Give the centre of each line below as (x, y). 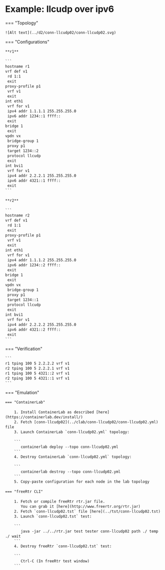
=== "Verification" (24, 349)
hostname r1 (17, 66)
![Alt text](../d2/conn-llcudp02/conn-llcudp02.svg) (61, 33)
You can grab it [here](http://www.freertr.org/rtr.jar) (81, 506)
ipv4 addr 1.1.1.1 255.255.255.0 (42, 111)
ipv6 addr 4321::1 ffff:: (34, 180)
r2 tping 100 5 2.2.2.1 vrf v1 (37, 368)
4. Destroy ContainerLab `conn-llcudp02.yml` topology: (73, 457)
